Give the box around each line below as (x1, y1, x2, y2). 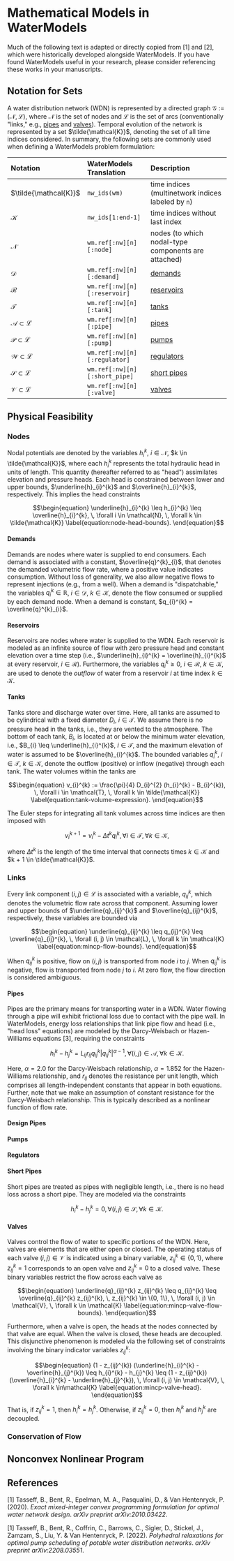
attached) (150, 254, 182, 264)
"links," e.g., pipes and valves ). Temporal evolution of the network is (7, 120, 203, 128)
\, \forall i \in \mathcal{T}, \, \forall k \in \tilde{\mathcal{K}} (33, 787, 201, 797)
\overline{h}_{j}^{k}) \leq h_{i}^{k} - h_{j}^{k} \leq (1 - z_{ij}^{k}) (26, 1368, 208, 1377)
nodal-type (150, 237, 188, 246)
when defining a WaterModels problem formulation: (7, 142, 155, 151)
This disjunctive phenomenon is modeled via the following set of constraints (7, 1337, 226, 1345)
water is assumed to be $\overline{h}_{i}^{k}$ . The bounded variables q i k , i (7, 749, 223, 760)
